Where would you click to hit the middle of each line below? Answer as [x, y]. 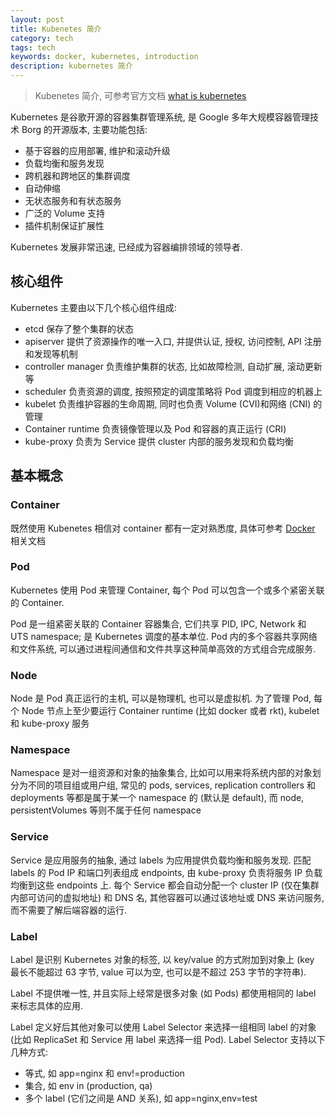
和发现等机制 [51, 353]
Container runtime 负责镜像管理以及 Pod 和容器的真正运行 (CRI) [155, 428]
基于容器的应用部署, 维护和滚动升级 [97, 150]
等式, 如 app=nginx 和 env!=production [104, 1073]
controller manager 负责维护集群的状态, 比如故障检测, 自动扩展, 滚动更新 [173, 366]
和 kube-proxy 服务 [50, 723]
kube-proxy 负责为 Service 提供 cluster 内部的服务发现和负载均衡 [159, 441]
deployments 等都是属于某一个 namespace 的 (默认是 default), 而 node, [157, 798]
